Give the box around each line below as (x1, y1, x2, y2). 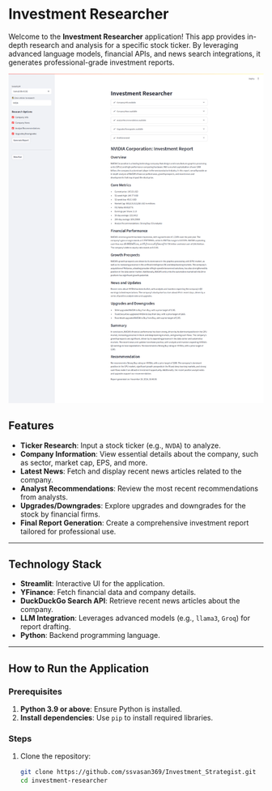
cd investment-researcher (19, 776, 108, 785)
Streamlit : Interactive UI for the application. (19, 579, 165, 589)
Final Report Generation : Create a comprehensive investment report (19, 517, 249, 527)
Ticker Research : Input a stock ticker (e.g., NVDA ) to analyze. (19, 440, 221, 450)
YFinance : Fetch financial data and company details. (19, 588, 197, 598)
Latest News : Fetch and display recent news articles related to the (19, 466, 242, 476)
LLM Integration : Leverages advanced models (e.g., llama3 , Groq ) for (19, 613, 251, 623)
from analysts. (19, 491, 69, 502)
